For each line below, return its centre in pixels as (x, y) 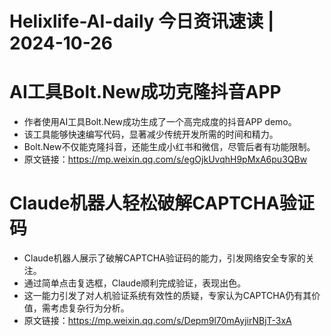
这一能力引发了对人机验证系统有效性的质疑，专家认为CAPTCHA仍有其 (167, 296)
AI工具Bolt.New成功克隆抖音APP (145, 92)
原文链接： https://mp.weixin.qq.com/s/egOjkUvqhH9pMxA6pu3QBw (165, 159)
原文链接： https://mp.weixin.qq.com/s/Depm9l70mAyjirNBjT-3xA (157, 321)
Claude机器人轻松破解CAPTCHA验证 (162, 203)
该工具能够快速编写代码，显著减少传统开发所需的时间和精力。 (151, 134)
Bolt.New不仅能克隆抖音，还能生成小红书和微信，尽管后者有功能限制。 (169, 147)
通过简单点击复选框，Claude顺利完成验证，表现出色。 (135, 283)
